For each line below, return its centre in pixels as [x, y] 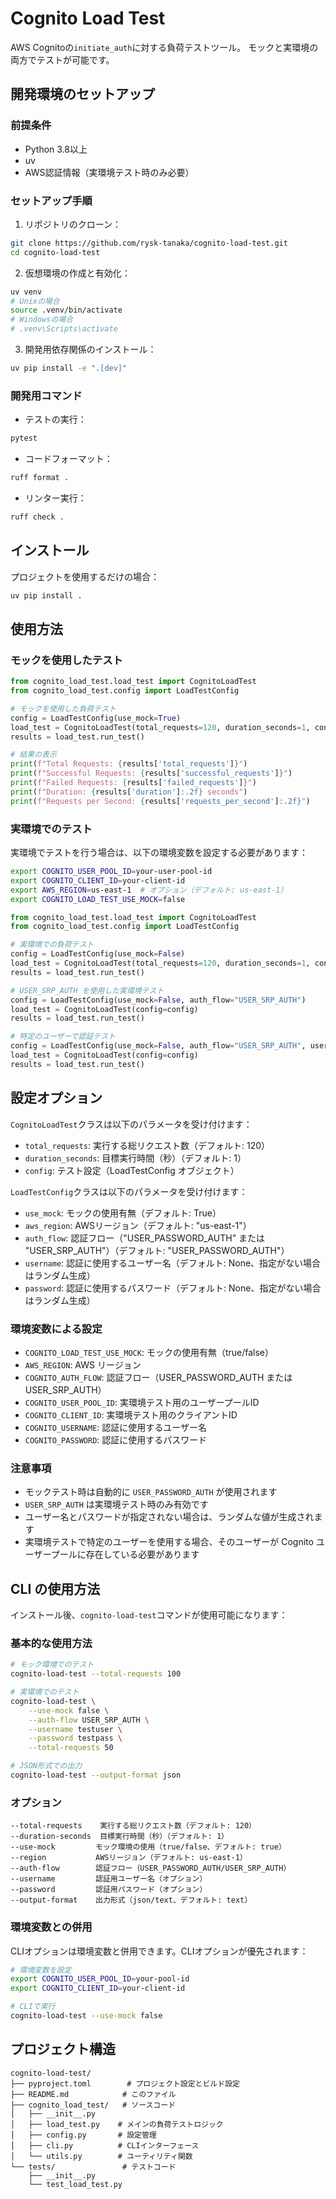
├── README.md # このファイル [93, 2094]
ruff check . [37, 517]
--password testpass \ [75, 1738]
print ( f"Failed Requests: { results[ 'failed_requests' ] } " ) [133, 783]
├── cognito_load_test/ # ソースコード [93, 2105]
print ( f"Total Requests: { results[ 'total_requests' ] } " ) [129, 764]
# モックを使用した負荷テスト [63, 708]
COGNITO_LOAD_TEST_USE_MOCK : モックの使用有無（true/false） [149, 1352]
